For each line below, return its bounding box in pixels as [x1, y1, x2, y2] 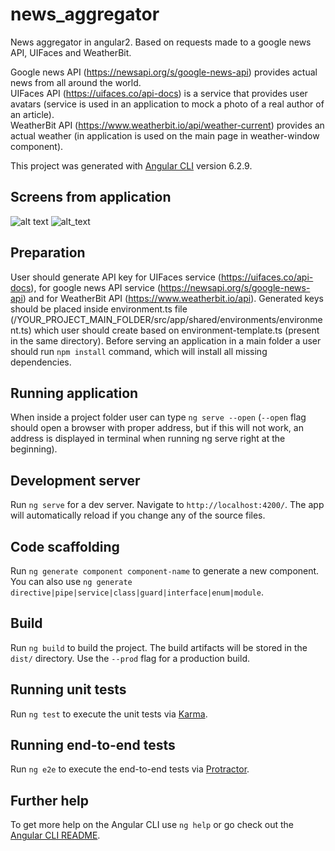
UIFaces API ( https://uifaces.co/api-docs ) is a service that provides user [10, 87, 308, 99]
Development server [10, 472, 141, 489]
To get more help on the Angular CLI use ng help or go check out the [10, 819, 294, 831]
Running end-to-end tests [10, 737, 176, 754]
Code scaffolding [10, 538, 120, 555]
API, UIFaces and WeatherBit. [10, 46, 132, 58]
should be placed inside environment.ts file [10, 303, 188, 315]
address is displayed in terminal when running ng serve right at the [10, 433, 286, 445]
